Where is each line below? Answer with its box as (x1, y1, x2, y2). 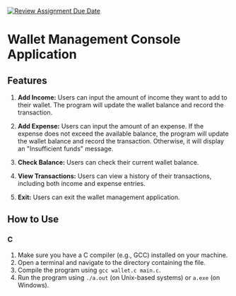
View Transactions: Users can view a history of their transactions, (17, 172, 212, 180)
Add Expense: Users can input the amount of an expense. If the (17, 122, 204, 130)
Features (7, 74, 47, 86)
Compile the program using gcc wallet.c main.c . (17, 266, 161, 274)
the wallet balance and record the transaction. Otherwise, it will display (17, 137, 225, 145)
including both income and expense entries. (17, 179, 146, 187)
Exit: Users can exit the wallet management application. (17, 193, 180, 201)
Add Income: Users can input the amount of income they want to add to (17, 93, 228, 102)
